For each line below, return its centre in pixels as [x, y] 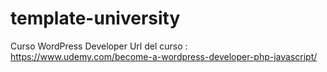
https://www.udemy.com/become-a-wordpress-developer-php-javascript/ [164, 56]
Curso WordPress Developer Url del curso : [99, 46]
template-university [95, 18]
